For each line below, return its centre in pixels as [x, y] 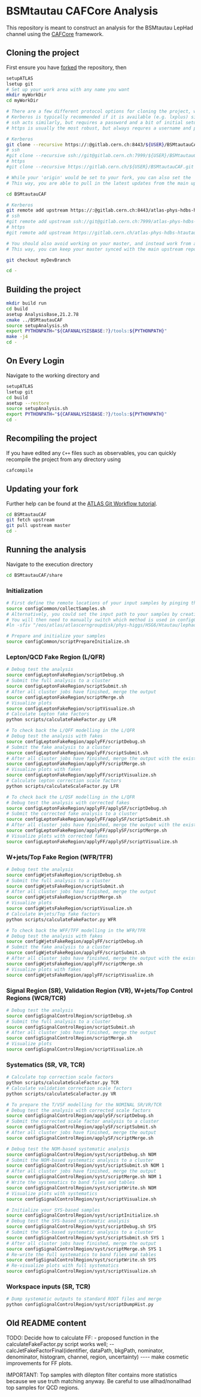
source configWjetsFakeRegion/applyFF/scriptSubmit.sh [76, 953]
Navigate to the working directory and [53, 375]
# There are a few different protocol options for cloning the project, [99, 112]
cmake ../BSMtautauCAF [34, 320]
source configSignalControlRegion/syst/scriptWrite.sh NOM [81, 1188]
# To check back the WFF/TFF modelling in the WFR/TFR [76, 931]
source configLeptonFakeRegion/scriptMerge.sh [65, 697]
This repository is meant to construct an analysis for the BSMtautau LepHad [100, 28]
